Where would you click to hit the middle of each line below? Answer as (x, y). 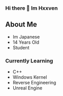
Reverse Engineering (34, 83)
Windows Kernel (30, 77)
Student (21, 47)
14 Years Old (26, 42)
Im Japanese (26, 37)
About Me (21, 25)
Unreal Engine (27, 88)
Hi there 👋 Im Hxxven (32, 8)
